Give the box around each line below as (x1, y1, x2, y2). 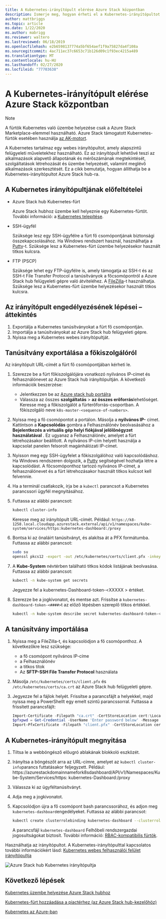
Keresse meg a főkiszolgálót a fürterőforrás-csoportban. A (19, 402, 139, 408)
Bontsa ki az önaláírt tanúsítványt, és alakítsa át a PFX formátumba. (12, 535, 150, 541)
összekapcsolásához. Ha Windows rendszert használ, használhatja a (12, 238, 153, 244)
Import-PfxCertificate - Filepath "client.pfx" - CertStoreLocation (12, 723, 152, 728)
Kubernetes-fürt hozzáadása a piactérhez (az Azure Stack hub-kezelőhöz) (5, 899, 157, 905)
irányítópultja (5, 852, 32, 858)
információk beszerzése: (12, 382, 63, 388)
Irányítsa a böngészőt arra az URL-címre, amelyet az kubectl (12, 759, 136, 765)
